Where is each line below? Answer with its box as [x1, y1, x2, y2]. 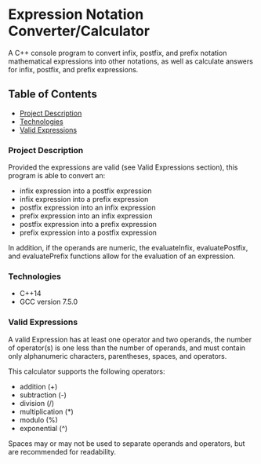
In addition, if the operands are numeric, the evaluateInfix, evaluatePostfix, [8, 243, 248, 253]
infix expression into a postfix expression [19, 186, 152, 195]
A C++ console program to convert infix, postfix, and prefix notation [8, 48, 227, 57]
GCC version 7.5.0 [19, 297, 78, 307]
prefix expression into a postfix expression [19, 228, 157, 237]
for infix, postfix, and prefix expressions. [8, 64, 139, 74]
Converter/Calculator [8, 22, 150, 40]
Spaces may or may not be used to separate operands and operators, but [8, 438, 245, 448]
